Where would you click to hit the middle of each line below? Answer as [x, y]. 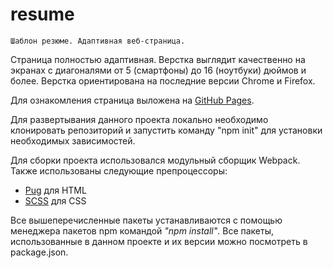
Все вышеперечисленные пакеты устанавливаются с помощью [146, 220]
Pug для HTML [55, 190]
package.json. [39, 252]
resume [42, 14]
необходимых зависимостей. [73, 140]
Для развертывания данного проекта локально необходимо [139, 119]
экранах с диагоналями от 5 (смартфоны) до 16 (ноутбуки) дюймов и [158, 70]
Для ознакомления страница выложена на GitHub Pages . [132, 100]
